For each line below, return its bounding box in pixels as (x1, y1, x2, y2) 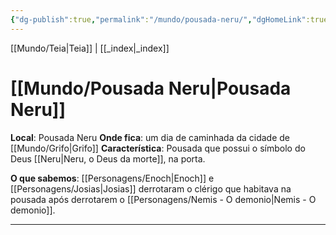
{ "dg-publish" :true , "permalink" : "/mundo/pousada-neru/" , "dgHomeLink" (10, 14, 307, 25)
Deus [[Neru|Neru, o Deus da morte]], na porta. (10, 152, 206, 165)
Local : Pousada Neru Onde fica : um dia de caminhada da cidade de (10, 131, 291, 143)
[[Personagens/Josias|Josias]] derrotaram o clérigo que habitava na (10, 182, 292, 195)
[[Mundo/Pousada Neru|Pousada (10, 77, 292, 100)
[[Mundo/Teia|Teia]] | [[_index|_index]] (10, 42, 170, 54)
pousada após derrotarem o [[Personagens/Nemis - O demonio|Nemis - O (10, 193, 317, 205)
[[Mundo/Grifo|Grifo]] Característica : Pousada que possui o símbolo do (10, 142, 306, 154)
